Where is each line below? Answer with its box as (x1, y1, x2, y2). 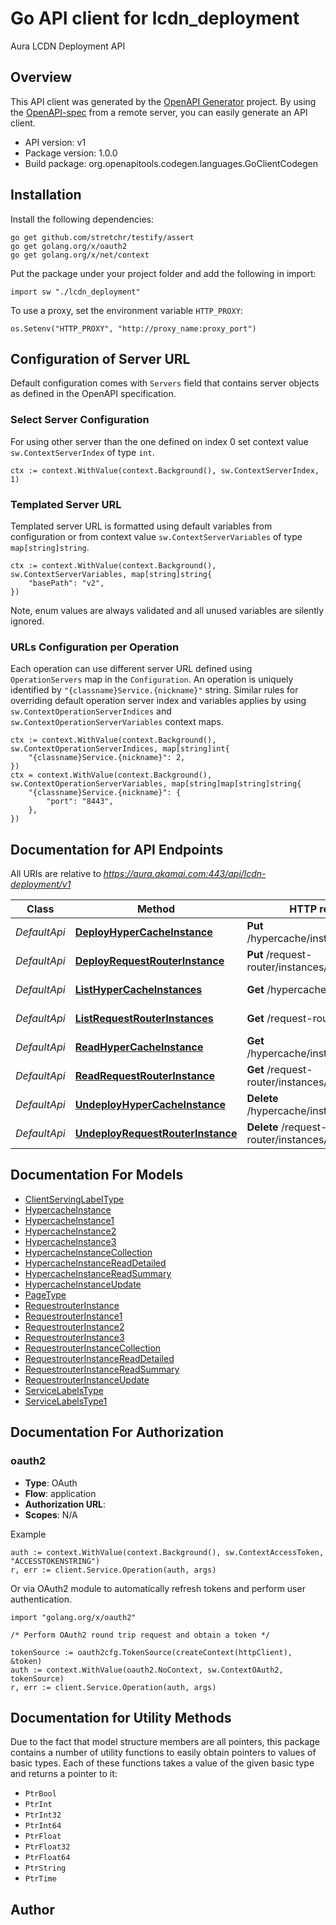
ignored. (10, 615, 45, 627)
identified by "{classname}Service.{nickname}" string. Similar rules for (10, 684, 299, 696)
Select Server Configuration (10, 413, 150, 427)
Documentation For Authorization (10, 1424, 224, 1441)
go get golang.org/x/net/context (10, 250, 150, 260)
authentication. (10, 1593, 73, 1605)
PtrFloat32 (24, 1842, 71, 1852)
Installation (10, 187, 82, 204)
